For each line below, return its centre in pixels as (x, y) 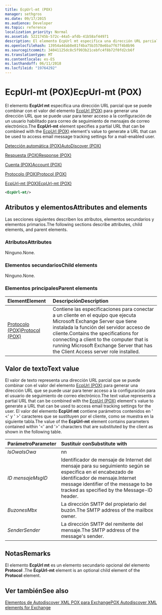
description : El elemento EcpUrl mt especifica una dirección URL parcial (82, 41)
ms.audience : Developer (29, 23)
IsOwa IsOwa (22, 452)
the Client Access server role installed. (96, 351)
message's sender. (83, 536)
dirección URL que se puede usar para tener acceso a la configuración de (78, 116)
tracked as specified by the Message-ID (107, 490)
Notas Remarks (28, 553)
